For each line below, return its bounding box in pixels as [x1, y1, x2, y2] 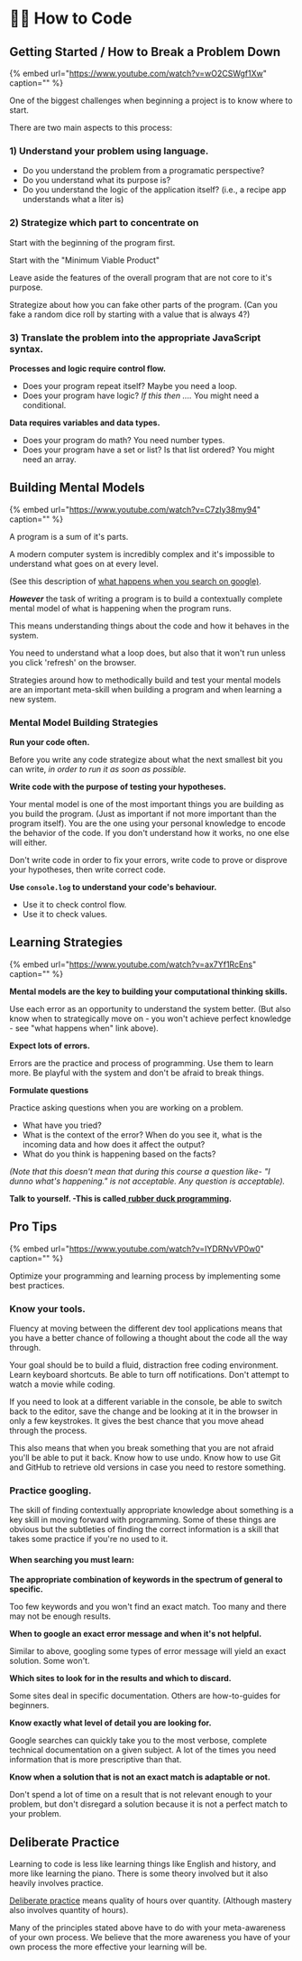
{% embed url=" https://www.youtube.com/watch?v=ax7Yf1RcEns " [9, 959, 257, 970]
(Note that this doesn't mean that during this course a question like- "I [9, 1166, 270, 1176]
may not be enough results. [9, 1611, 111, 1622]
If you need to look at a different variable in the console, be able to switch [9, 1396, 282, 1407]
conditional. [22, 399, 67, 410]
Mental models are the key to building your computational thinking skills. [9, 986, 288, 997]
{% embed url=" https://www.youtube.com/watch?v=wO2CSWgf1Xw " [9, 68, 268, 79]
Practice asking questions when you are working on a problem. [9, 1101, 243, 1113]
